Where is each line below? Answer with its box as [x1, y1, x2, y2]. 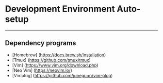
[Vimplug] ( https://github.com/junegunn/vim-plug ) [12, 72, 113, 78]
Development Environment [5, 3, 115, 15]
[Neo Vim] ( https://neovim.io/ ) [12, 67, 72, 73]
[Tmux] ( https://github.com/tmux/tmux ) [12, 57, 91, 63]
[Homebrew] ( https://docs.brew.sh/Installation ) [12, 52, 106, 58]
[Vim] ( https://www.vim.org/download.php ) [12, 62, 98, 68]
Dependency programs [5, 39, 76, 47]
